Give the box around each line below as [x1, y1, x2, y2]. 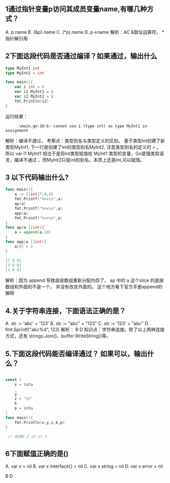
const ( [5, 377, 22, 382]
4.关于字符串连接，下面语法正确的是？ [5, 306, 126, 315]
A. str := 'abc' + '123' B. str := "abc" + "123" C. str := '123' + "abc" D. [5, 320, 150, 327]
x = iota [14, 382, 33, 387]
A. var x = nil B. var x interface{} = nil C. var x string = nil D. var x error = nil [5, 463, 163, 469]
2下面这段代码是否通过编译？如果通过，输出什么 [5, 52, 157, 60]
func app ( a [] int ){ [5, 239, 47, 244]
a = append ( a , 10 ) [14, 229, 52, 235]
